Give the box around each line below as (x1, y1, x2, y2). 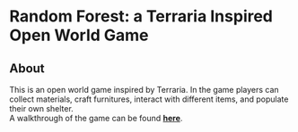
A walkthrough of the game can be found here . (9, 113, 183, 123)
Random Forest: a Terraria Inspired (9, 6, 274, 27)
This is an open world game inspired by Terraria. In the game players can (9, 85, 280, 95)
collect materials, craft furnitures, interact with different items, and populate (9, 94, 289, 104)
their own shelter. (9, 103, 74, 113)
